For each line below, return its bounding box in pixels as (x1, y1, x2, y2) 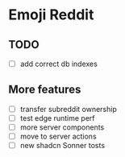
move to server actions (19, 131, 97, 142)
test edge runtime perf (19, 113, 95, 122)
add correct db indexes (19, 59, 98, 68)
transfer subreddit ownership (19, 104, 117, 114)
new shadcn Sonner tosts (19, 141, 106, 151)
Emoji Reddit (8, 6, 94, 24)
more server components (19, 122, 105, 132)
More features (8, 83, 81, 97)
